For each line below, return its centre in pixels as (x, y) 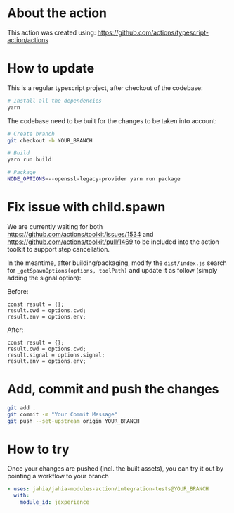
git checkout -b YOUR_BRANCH (50, 140)
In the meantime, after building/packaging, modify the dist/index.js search (117, 263)
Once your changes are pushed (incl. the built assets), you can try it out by (115, 469)
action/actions (28, 39)
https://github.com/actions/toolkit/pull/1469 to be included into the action (113, 242)
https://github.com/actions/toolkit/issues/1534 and (80, 234)
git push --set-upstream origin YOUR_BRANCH (73, 421)
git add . (22, 408)
